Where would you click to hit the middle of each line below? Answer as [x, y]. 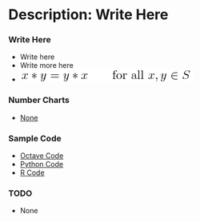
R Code [32, 172]
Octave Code [42, 156]
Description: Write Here [88, 15]
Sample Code [35, 138]
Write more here [46, 65]
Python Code [42, 165]
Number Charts [39, 100]
